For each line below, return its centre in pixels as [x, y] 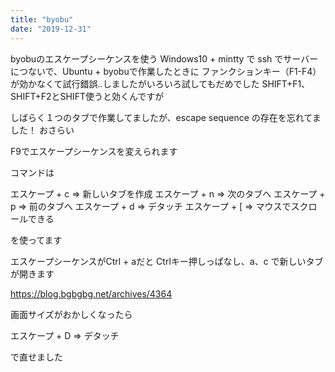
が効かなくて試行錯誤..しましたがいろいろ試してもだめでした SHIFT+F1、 [160, 83]
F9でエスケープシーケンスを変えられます [94, 151]
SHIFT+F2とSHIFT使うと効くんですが [87, 96]
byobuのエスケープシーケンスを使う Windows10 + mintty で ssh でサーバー [164, 58]
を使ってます [36, 240]
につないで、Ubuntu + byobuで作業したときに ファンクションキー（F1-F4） [166, 71]
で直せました [36, 357]
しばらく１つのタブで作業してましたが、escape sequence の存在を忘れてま [166, 117]
